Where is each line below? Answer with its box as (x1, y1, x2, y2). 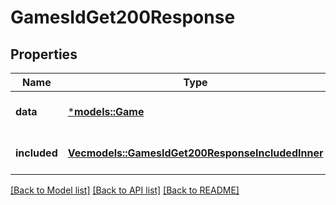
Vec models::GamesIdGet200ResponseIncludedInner (67, 146, 324, 160)
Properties (10, 46, 78, 63)
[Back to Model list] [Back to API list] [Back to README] (10, 184, 240, 196)
